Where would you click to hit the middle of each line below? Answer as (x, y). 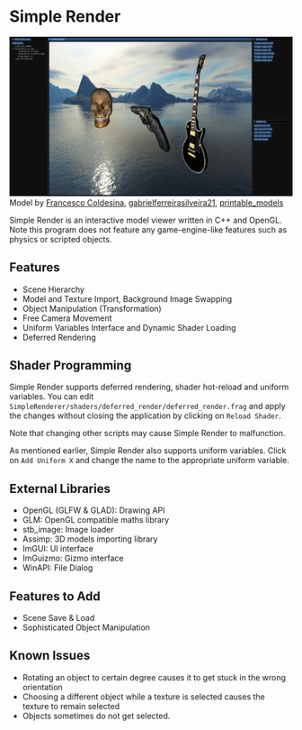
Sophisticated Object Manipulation (86, 627)
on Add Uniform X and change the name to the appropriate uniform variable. (150, 461)
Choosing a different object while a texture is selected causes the (143, 697)
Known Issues (50, 656)
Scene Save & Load (58, 617)
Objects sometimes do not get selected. (96, 716)
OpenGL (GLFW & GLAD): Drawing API (93, 510)
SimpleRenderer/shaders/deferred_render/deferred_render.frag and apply (147, 406)
